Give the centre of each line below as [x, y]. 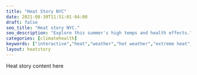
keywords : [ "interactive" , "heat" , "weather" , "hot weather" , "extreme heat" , [99, 44]
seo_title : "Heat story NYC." [43, 28]
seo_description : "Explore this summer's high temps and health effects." [99, 33]
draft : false [22, 22]
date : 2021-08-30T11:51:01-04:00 [47, 17]
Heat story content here [35, 66]
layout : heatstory [28, 49]
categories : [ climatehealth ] [42, 38]
